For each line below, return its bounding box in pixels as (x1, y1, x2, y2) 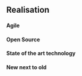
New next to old (6, 63, 47, 71)
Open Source (6, 36, 41, 43)
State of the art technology (6, 50, 76, 57)
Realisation (6, 5, 50, 15)
